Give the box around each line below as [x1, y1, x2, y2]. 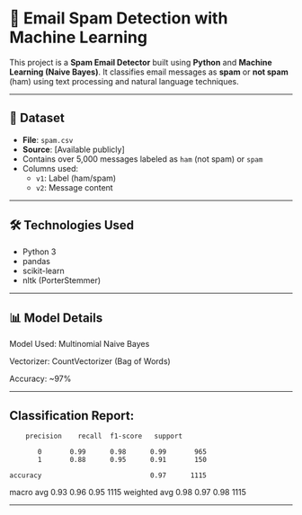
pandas [22, 255, 51, 266]
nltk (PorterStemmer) [22, 274, 102, 286]
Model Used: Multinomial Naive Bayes [9, 339, 150, 350]
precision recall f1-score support [25, 431, 182, 441]
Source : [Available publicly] [22, 144, 125, 155]
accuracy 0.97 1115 [9, 471, 207, 480]
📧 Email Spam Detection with [9, 8, 228, 29]
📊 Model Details [9, 310, 103, 325]
